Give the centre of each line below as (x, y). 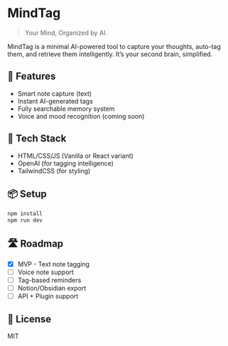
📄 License (29, 319)
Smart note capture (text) (55, 93)
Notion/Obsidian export (52, 288)
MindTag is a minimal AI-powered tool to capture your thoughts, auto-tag (114, 46)
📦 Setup (27, 194)
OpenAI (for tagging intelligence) (65, 163)
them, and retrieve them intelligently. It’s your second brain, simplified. (110, 54)
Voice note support (46, 272)
